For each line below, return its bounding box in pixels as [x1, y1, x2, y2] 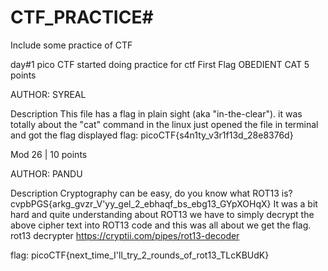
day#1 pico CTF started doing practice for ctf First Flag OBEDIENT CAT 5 [10, 58, 310, 70]
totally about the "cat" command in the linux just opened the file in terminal [10, 118, 319, 130]
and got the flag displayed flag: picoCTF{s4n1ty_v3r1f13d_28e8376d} [10, 129, 294, 141]
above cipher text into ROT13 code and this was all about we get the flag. [10, 219, 312, 231]
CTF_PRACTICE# [10, 6, 154, 29]
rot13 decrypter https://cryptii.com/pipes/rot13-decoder [10, 229, 240, 241]
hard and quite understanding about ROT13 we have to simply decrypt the [10, 208, 315, 220]
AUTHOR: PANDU [10, 167, 83, 180]
